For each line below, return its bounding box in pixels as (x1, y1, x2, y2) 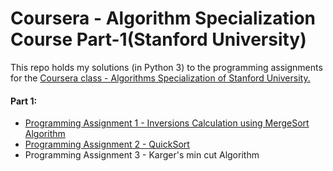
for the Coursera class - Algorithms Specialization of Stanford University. (10, 72, 311, 84)
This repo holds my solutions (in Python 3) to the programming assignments (10, 61, 323, 73)
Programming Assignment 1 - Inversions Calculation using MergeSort (24, 117, 310, 129)
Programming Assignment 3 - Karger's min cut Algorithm (24, 149, 260, 161)
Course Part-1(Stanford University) (10, 28, 307, 51)
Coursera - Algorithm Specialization (10, 7, 317, 30)
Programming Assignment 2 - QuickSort (24, 138, 190, 151)
